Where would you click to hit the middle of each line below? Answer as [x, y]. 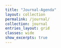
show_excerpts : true [27, 38]
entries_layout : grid [28, 28]
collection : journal [27, 24]
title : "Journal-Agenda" [31, 10]
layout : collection [25, 14]
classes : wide [20, 33]
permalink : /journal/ [28, 19]
